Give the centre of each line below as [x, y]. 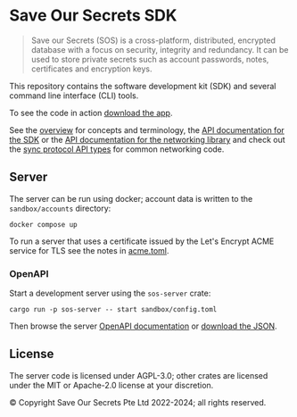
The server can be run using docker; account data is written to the [131, 198]
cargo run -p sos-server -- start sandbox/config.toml [113, 310]
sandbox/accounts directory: [60, 208]
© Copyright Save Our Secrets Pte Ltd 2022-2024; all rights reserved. [138, 402]
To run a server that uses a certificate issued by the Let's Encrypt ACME [142, 241]
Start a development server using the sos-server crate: [110, 293]
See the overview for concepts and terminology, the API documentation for [147, 129]
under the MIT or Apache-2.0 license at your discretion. [111, 385]
